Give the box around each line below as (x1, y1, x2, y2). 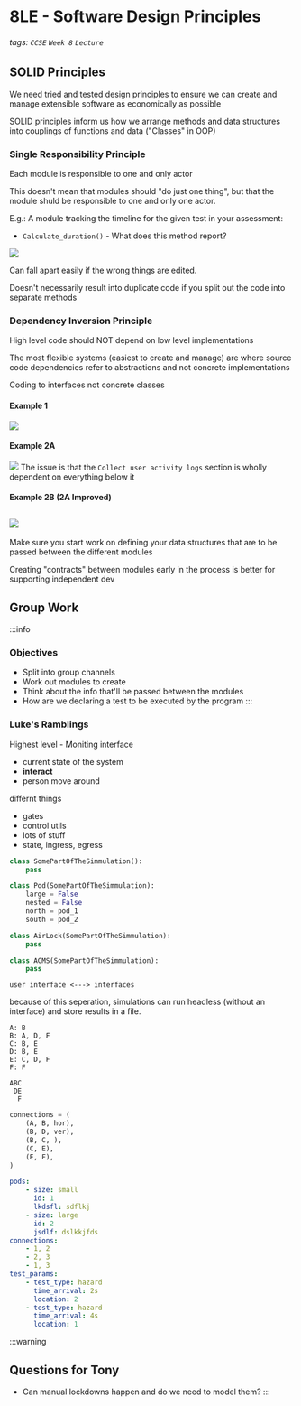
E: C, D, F (9, 1055, 50, 1065)
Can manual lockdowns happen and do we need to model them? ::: (22, 1386, 270, 1397)
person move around (22, 775, 101, 787)
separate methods (9, 292, 78, 303)
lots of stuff (22, 829, 66, 841)
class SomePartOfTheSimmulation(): (9, 856, 143, 866)
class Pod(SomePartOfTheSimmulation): (9, 881, 155, 890)
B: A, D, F (9, 1031, 50, 1040)
